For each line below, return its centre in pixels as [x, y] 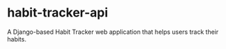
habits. [17, 39]
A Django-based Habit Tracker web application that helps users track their [113, 32]
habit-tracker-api [58, 13]
